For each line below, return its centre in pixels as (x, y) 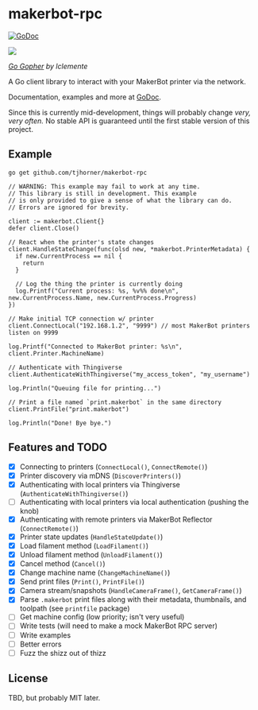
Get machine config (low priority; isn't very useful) (102, 617)
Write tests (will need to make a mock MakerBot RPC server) (119, 626)
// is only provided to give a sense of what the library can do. (120, 200)
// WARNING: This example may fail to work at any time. (104, 186)
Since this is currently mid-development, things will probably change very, (130, 112)
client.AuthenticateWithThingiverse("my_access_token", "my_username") (129, 374)
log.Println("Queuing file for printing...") (85, 388)
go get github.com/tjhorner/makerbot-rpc (78, 173)
